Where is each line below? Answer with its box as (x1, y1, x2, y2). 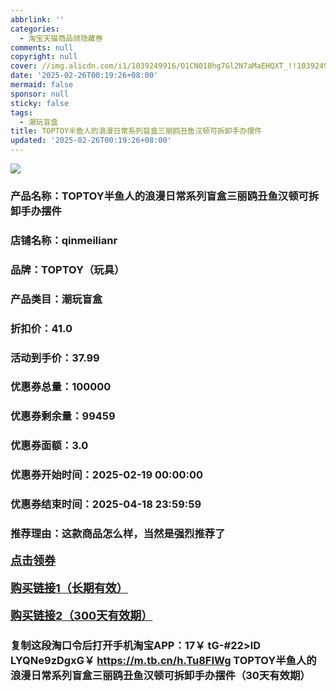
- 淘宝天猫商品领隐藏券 (19, 33, 103, 43)
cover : (10, 61, 38, 71)
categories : (10, 24, 60, 34)
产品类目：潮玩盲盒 (10, 292, 103, 306)
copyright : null (10, 52, 78, 62)
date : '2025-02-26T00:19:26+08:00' (10, 71, 159, 81)
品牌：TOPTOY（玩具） (10, 262, 125, 276)
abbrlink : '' (10, 14, 65, 25)
